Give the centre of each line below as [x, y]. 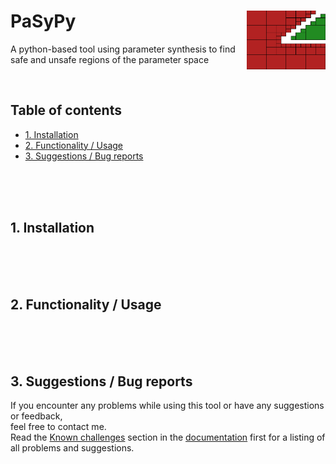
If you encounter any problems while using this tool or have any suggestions [167, 406]
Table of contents [66, 110]
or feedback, [36, 416]
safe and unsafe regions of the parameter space [110, 59]
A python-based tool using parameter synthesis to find [123, 49]
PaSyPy [43, 21]
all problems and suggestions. [72, 448]
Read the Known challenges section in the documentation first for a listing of [168, 437]
